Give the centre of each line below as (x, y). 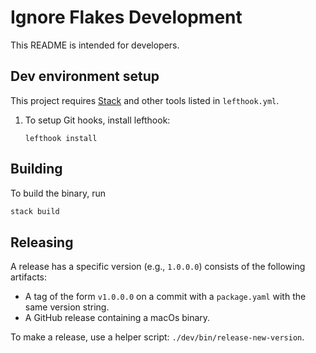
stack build (35, 211)
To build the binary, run (58, 193)
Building (36, 169)
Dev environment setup (85, 76)
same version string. (67, 307)
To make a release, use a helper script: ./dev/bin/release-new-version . (157, 337)
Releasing (42, 242)
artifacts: (29, 277)
